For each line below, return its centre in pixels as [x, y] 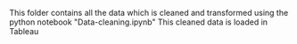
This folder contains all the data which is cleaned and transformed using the [149, 13]
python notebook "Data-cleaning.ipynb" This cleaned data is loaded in [139, 22]
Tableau [24, 31]
